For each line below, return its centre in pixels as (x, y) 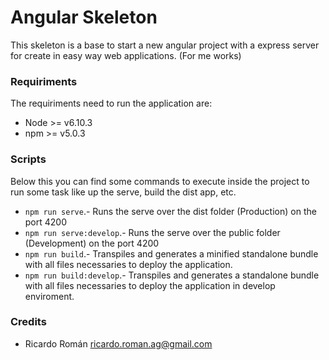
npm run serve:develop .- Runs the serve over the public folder (152, 232)
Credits (28, 322)
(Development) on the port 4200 (92, 243)
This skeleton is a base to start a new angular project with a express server (165, 45)
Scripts (28, 159)
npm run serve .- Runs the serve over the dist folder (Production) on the (170, 211)
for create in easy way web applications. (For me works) (126, 55)
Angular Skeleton (84, 17)
